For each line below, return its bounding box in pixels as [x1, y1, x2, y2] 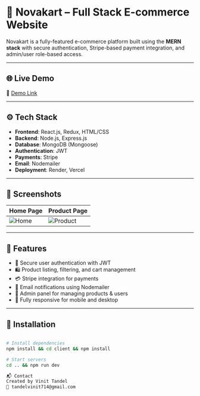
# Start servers [6, 357, 46, 363]
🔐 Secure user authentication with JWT [14, 259, 111, 266]
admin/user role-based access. [6, 50, 83, 57]
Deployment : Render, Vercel [14, 166, 85, 173]
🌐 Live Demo [6, 73, 55, 84]
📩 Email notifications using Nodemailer [14, 284, 110, 291]
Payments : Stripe [14, 154, 58, 161]
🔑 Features [6, 243, 47, 253]
